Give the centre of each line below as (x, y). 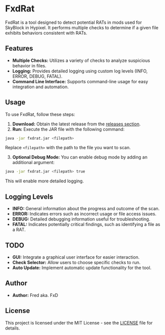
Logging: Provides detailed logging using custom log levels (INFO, (80, 71)
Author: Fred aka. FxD (35, 295)
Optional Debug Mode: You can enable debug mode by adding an (80, 157)
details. (13, 328)
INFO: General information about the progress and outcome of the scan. (86, 209)
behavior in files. (29, 65)
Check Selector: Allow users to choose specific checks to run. (76, 262)
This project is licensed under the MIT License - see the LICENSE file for (79, 323)
